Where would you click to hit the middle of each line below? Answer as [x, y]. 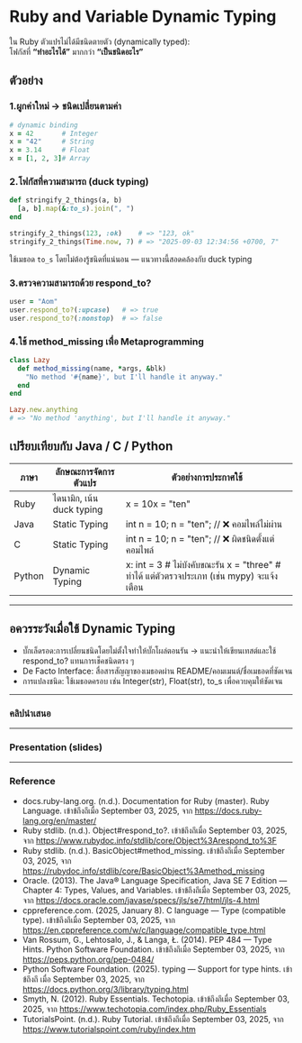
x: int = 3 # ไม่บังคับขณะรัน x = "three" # [203, 564]
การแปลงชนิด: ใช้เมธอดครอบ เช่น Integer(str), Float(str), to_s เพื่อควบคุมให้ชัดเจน [152, 681]
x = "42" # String [52, 142]
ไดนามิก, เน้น [75, 498]
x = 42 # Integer [54, 133]
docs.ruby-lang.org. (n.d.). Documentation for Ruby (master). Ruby [146, 801]
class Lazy [30, 360]
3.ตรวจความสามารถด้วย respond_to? [80, 283]
